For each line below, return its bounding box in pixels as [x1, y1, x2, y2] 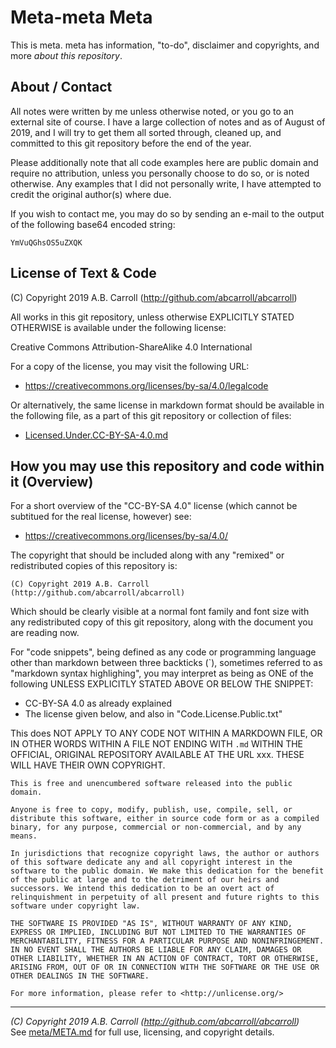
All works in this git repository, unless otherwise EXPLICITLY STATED [10, 311, 295, 323]
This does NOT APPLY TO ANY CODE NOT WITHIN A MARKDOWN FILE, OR [10, 727, 323, 740]
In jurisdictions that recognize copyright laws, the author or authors [10, 849, 320, 859]
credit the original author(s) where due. [10, 188, 172, 200]
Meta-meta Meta [10, 6, 153, 29]
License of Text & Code [10, 265, 157, 282]
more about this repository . [10, 49, 123, 61]
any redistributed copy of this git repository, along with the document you [10, 616, 313, 628]
